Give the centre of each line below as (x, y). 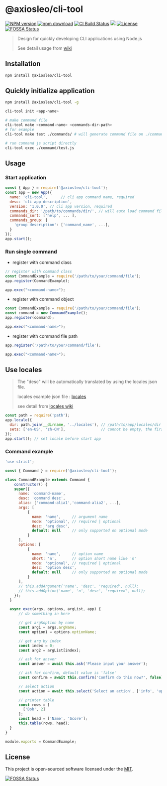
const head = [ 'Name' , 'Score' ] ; (53, 719)
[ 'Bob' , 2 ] (34, 709)
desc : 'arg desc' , (51, 526)
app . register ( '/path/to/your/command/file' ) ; (53, 345)
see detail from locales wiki (45, 406)
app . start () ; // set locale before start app (53, 439)
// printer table (36, 700)
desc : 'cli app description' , (41, 202)
